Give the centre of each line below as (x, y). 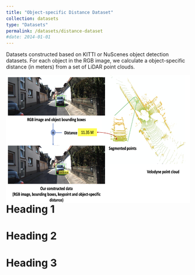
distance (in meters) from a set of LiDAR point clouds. (71, 67)
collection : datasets (32, 18)
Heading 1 (31, 209)
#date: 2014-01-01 (28, 37)
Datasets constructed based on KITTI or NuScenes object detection (88, 54)
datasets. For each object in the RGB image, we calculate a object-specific (96, 61)
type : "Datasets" (27, 25)
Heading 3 (32, 263)
